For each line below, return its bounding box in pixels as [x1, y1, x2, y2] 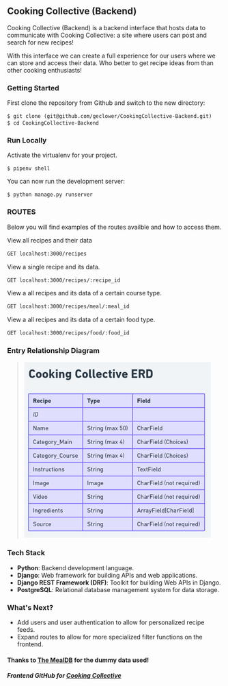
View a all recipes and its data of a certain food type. [7, 315, 156, 324]
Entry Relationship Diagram [7, 346, 100, 356]
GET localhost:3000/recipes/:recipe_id [7, 277, 121, 284]
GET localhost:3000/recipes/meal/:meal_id [7, 303, 130, 310]
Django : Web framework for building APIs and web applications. [16, 571, 198, 579]
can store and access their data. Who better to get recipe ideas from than [7, 58, 214, 67]
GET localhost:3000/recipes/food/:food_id [7, 330, 130, 336]
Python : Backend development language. [16, 563, 134, 572]
